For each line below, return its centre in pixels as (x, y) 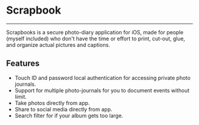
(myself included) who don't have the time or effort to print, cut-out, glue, (96, 39)
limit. (20, 97)
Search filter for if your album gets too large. (69, 116)
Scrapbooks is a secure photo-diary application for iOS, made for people (95, 32)
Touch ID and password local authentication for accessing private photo (102, 78)
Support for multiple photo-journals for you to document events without (102, 90)
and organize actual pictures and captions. (58, 44)
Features (23, 64)
